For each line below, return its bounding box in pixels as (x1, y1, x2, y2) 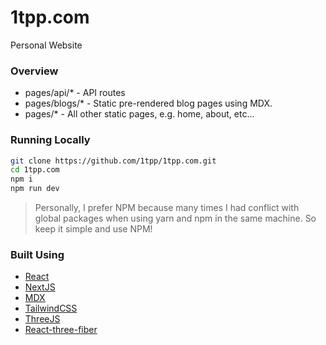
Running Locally (10, 133, 91, 147)
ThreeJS (24, 313, 61, 325)
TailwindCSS (24, 302, 78, 315)
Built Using (10, 247, 65, 261)
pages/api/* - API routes (24, 87, 126, 99)
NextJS (24, 281, 56, 293)
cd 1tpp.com (10, 165, 60, 175)
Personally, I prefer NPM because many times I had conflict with (34, 202, 300, 214)
